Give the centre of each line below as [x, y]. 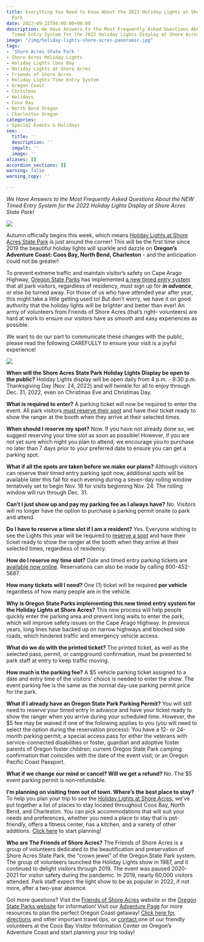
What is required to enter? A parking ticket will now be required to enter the [102, 404]
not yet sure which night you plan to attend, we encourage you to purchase [100, 442]
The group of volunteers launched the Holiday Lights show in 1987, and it [97, 862]
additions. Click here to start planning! [54, 831]
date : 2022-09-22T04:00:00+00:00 [49, 23]
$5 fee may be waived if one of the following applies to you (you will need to [102, 723]
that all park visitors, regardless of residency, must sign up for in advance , [100, 286]
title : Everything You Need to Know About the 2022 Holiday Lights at [97, 12]
